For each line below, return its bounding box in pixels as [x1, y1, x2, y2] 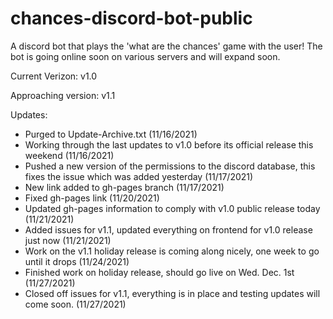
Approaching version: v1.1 [10, 89, 116, 101]
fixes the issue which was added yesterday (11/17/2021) [24, 170, 254, 182]
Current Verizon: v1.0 [10, 70, 98, 82]
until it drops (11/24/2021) [24, 255, 130, 267]
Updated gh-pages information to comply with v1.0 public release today [24, 202, 321, 214]
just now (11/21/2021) [24, 234, 112, 246]
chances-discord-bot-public [10, 7, 253, 30]
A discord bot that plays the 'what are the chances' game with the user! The [10, 40, 323, 52]
